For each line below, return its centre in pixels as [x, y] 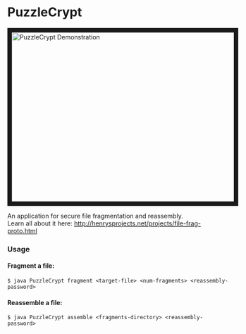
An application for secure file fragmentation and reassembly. [95, 216]
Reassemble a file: [35, 302]
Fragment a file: [31, 266]
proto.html [22, 230]
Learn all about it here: [40, 223]
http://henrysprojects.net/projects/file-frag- [137, 223]
